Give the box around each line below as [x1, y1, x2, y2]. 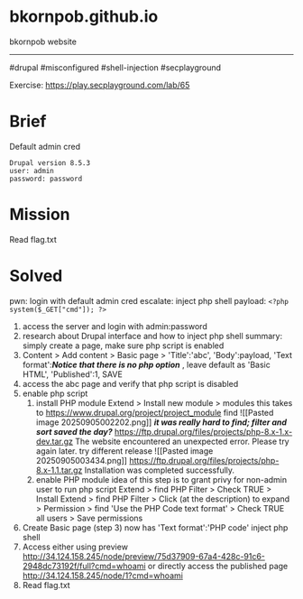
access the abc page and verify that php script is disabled [22, 378, 239, 389]
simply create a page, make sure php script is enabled [22, 340, 225, 351]
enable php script [22, 388, 88, 399]
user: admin [9, 166, 54, 175]
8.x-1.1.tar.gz [35, 465, 83, 475]
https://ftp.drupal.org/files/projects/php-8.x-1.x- [114, 426, 293, 437]
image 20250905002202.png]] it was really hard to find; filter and [35, 417, 287, 428]
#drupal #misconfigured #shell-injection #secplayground [9, 61, 222, 73]
